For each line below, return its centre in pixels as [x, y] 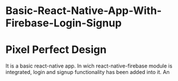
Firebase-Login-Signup [63, 23]
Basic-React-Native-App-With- [84, 11]
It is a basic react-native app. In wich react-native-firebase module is [89, 66]
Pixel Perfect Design [56, 50]
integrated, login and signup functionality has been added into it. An [88, 72]
